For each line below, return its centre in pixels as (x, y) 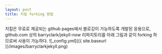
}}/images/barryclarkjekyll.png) (36, 46)
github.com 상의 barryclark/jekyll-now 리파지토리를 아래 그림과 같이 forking (79, 35)
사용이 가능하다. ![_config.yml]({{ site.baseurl (62, 41)
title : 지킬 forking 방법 (29, 14)
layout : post (18, 9)
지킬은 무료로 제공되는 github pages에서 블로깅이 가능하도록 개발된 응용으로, (78, 28)
